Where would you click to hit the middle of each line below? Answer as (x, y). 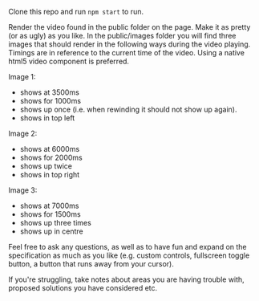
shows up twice (46, 166)
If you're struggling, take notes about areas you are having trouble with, (126, 279)
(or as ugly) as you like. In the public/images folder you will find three (122, 36)
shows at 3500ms (50, 92)
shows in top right (50, 175)
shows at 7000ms (49, 205)
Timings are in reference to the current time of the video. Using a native (126, 53)
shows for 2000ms (51, 157)
